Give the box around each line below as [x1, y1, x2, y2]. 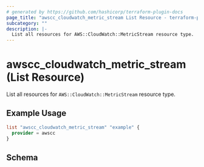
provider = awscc [12, 130, 56, 136]
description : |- [6, 26, 47, 32]
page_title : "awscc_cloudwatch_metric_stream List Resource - [6, 15, 167, 21]
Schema [6, 152, 38, 163]
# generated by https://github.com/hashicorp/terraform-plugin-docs [6, 9, 183, 15]
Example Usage [6, 108, 67, 118]
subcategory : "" [6, 20, 47, 26]
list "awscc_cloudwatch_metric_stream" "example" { [6, 124, 140, 131]
